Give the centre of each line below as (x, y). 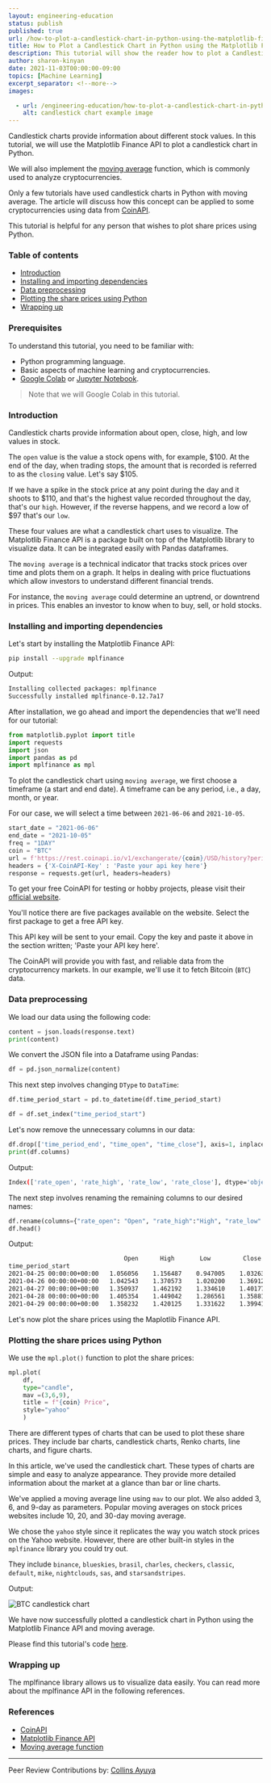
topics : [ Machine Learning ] (56, 76)
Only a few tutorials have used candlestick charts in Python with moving (128, 193)
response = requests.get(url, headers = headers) (90, 873)
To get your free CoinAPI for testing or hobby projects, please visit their (127, 888)
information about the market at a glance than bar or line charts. (115, 1483)
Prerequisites (35, 328)
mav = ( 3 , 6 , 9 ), (46, 1395)
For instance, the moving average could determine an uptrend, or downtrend (134, 597)
